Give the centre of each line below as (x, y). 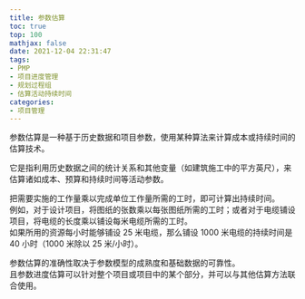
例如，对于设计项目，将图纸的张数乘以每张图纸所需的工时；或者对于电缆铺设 (152, 210)
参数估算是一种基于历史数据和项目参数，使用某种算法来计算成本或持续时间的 (152, 138)
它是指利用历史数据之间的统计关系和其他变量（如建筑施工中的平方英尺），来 (151, 168)
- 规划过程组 (30, 85)
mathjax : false (38, 43)
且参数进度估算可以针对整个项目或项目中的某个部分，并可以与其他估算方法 (148, 275)
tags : (20, 60)
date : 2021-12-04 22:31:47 (60, 52)
